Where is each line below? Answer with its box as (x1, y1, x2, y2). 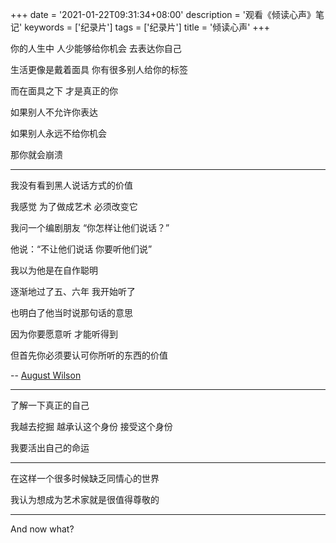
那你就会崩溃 (10, 149, 63, 160)
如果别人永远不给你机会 (10, 128, 107, 139)
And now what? (10, 523, 75, 535)
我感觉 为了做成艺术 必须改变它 (10, 201, 138, 212)
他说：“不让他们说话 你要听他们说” (10, 243, 153, 255)
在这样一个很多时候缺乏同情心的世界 (10, 473, 160, 484)
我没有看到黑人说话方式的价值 (10, 179, 133, 191)
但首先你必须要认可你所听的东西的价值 (10, 349, 168, 361)
